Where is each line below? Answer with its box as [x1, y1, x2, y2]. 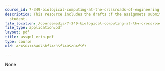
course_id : [5, 7, 27, 12]
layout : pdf [5, 30, 29, 35]
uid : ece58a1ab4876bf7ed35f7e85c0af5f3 [5, 44, 87, 48]
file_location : [5, 21, 36, 26]
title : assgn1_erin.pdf [5, 35, 54, 40]
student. [9, 16, 27, 21]
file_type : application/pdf [5, 25, 63, 30]
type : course [5, 39, 32, 44]
